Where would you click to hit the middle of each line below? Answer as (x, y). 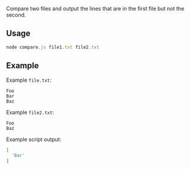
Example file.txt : (29, 80)
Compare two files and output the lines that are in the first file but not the (95, 9)
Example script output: (34, 139)
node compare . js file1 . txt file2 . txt (53, 47)
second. (16, 15)
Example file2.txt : (30, 112)
